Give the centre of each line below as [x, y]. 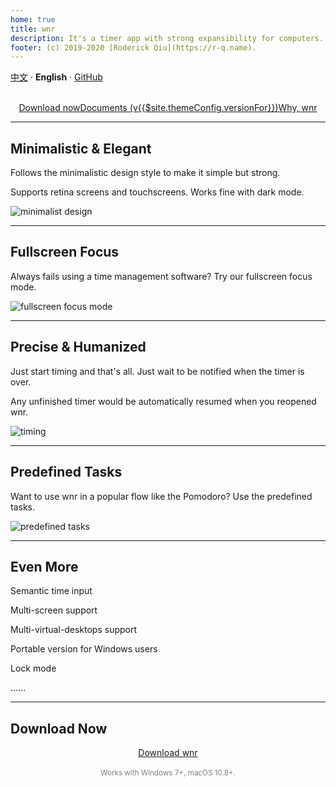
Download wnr [168, 753]
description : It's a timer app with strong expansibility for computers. [167, 38]
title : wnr [33, 29]
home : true [33, 19]
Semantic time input [51, 591]
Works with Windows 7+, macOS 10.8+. [168, 773]
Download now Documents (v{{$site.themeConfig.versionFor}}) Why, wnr [168, 108]
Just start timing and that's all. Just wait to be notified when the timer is [157, 371]
